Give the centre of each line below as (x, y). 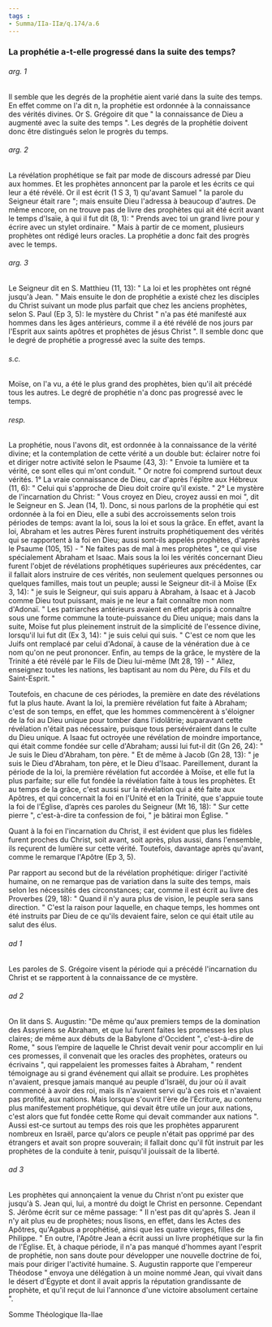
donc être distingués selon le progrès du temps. (89, 131)
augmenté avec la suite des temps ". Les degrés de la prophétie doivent (128, 122)
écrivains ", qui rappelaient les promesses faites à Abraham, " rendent (125, 1064)
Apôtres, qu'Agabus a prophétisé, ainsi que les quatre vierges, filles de (127, 1229)
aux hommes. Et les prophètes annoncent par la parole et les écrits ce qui (132, 183)
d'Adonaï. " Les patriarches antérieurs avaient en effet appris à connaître (130, 609)
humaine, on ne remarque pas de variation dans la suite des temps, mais (130, 882)
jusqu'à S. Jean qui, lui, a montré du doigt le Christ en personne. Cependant (135, 1204)
